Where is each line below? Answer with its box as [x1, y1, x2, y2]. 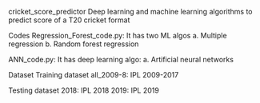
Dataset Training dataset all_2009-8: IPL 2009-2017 [8, 70, 179, 79]
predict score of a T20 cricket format [8, 15, 130, 25]
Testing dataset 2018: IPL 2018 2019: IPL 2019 [8, 85, 160, 95]
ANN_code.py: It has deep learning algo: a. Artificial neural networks [8, 55, 234, 64]
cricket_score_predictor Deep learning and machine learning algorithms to [8, 7, 253, 16]
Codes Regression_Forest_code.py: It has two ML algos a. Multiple [8, 31, 227, 40]
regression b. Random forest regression [8, 39, 139, 49]
